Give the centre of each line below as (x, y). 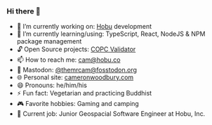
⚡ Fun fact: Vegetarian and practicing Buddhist (84, 93)
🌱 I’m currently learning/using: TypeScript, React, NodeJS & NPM (111, 34)
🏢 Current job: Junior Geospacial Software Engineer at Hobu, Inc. (111, 114)
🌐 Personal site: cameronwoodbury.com (75, 77)
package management (49, 41)
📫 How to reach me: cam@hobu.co (68, 60)
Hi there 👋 (24, 11)
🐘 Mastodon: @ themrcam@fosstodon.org (77, 70)
